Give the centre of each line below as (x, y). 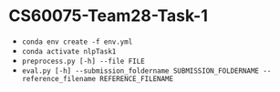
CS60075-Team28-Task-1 (109, 16)
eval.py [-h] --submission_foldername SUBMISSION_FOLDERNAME (140, 71)
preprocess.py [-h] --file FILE (83, 61)
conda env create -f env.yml (77, 42)
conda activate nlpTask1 (69, 51)
